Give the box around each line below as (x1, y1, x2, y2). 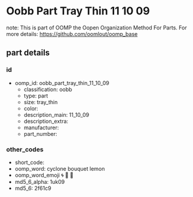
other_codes (6, 145, 44, 153)
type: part (23, 92, 48, 99)
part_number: (23, 130, 57, 137)
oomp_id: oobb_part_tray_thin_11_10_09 (14, 79, 109, 86)
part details (6, 48, 50, 58)
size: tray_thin (23, 98, 58, 105)
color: (23, 105, 39, 112)
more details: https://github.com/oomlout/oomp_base (6, 30, 138, 37)
